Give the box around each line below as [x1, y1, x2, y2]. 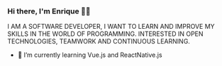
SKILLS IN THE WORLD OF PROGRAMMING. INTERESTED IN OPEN [7, 29, 204, 38]
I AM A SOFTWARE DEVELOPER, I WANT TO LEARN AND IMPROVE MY [7, 22, 215, 31]
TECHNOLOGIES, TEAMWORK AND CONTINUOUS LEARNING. [7, 37, 190, 46]
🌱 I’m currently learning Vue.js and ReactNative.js [17, 51, 162, 59]
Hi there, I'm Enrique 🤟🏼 [7, 6, 91, 16]
